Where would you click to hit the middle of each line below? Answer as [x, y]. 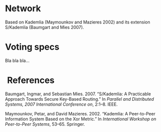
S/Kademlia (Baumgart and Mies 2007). [45, 27]
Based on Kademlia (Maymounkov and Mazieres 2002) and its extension [78, 22]
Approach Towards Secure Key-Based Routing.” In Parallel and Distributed [80, 99]
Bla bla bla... [18, 60]
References [31, 80]
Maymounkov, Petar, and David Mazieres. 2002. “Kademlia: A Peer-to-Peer [80, 113]
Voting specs [32, 47]
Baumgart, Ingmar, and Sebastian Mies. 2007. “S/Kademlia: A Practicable [78, 94]
